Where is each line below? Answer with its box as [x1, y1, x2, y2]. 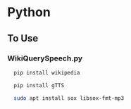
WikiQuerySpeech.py [7, 53, 83, 63]
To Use [7, 32, 39, 44]
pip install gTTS [13, 82, 65, 89]
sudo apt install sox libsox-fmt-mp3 [13, 94, 125, 102]
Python [7, 4, 51, 20]
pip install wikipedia [13, 69, 80, 76]
